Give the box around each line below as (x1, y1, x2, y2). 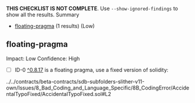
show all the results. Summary (6, 11, 80, 18)
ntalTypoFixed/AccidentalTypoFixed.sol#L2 (6, 90, 111, 97)
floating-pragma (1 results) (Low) (14, 23, 95, 29)
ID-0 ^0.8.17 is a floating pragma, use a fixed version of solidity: (14, 66, 169, 73)
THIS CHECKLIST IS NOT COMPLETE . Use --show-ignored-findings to (6, 5, 179, 12)
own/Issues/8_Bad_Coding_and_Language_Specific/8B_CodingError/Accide (6, 84, 190, 91)
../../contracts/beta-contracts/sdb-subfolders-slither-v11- (6, 78, 145, 85)
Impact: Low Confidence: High (6, 55, 80, 62)
